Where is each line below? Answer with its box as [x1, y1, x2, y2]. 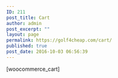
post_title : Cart [6, 15, 50, 21]
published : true [6, 43, 47, 49]
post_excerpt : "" [6, 26, 50, 32]
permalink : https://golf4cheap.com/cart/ [6, 37, 113, 43]
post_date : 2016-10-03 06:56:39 [6, 49, 88, 55]
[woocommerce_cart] [6, 65, 60, 73]
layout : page [6, 32, 39, 38]
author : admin [6, 20, 42, 26]
